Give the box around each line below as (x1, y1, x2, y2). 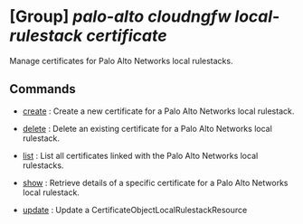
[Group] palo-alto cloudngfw (9, 6, 232, 27)
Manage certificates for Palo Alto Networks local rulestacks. (9, 55, 233, 66)
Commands (9, 81, 77, 97)
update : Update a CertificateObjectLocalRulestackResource (22, 204, 248, 215)
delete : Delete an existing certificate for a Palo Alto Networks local (22, 123, 273, 134)
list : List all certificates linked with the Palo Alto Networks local (22, 150, 259, 161)
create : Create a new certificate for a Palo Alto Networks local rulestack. (22, 106, 295, 117)
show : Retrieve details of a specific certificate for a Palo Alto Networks (22, 177, 289, 188)
